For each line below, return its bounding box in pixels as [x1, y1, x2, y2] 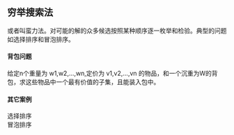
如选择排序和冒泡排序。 [7, 35, 75, 43]
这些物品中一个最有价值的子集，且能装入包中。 [25, 78, 160, 86]
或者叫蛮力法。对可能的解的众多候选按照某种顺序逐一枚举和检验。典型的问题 [7, 26, 227, 35]
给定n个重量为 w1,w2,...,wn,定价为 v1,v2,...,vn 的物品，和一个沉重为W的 [7, 69, 212, 78]
